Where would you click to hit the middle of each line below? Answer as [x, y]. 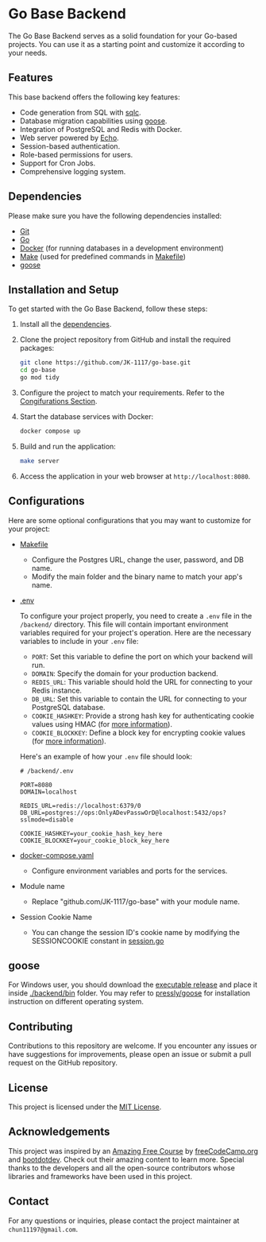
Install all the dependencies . [66, 324]
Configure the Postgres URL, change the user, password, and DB [138, 559]
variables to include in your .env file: [79, 641]
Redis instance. [56, 690]
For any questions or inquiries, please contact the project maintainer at [124, 1221]
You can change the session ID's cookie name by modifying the [136, 932]
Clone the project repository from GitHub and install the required [125, 340]
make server [39, 461]
